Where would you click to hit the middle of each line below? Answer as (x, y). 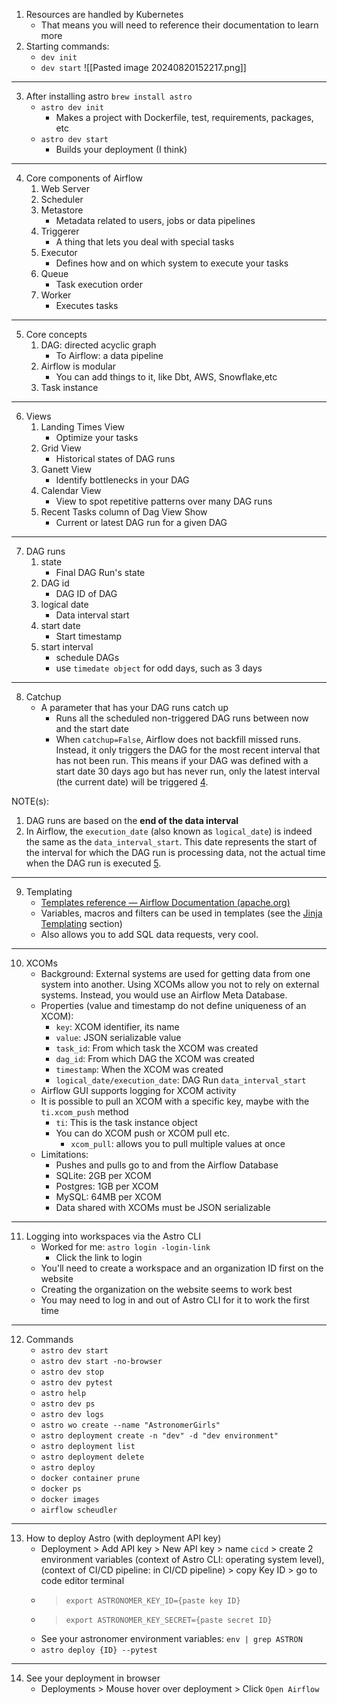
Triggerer (60, 231)
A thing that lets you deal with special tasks (145, 242)
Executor (59, 252)
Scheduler (62, 199)
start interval (67, 647)
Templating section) (81, 923)
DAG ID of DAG (86, 593)
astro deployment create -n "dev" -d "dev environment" (159, 1436)
